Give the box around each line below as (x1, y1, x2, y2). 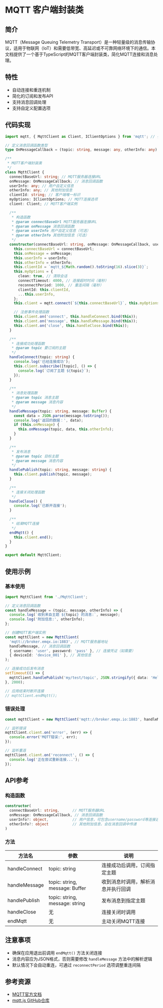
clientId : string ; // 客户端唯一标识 (9, 192, 81, 197)
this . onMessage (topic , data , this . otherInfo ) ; (17, 427, 114, 432)
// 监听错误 (5, 725, 27, 731)
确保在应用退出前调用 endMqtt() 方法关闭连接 (12, 950, 103, 955)
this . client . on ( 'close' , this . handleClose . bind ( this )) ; (14, 323, 130, 328)
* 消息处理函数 (11, 391, 38, 396)
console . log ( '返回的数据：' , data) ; (14, 418, 83, 423)
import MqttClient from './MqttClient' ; (5, 594, 88, 599)
